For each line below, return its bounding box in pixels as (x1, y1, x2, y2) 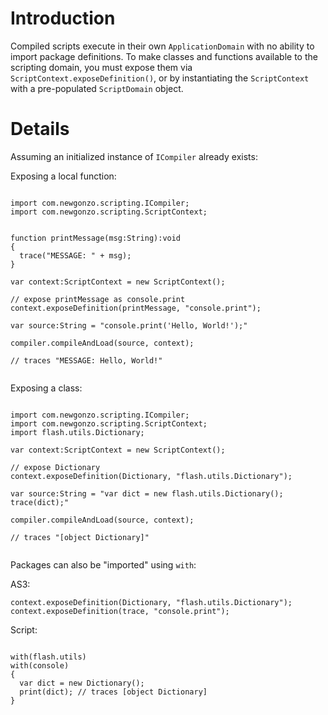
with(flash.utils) (10, 652, 87, 662)
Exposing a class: (10, 382, 83, 394)
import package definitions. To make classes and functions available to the (10, 50, 318, 62)
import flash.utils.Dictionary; (10, 427, 145, 437)
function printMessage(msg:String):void (10, 233, 182, 243)
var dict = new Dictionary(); (19, 678, 145, 688)
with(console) (10, 660, 70, 671)
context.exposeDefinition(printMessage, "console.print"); (10, 303, 262, 313)
